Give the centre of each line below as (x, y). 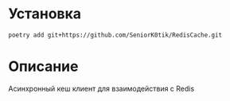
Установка (45, 14)
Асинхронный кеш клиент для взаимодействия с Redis (101, 88)
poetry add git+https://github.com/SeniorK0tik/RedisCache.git (115, 35)
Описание (43, 66)
